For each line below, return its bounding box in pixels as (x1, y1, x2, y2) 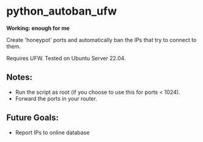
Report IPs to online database (15, 129, 90, 136)
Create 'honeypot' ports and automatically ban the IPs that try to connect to (6, 36, 197, 43)
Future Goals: (6, 113, 59, 123)
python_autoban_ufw (6, 4, 117, 18)
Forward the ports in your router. (15, 94, 98, 102)
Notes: (6, 72, 32, 83)
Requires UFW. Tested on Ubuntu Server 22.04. (6, 54, 127, 62)
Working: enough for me (6, 24, 70, 32)
